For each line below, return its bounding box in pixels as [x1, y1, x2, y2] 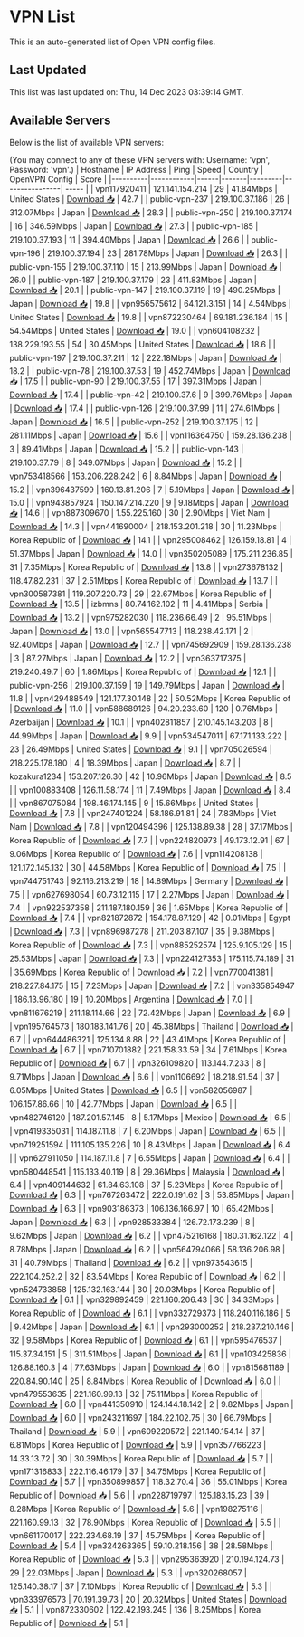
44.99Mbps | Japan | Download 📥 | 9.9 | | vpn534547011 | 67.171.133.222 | [9, 730, 288, 741]
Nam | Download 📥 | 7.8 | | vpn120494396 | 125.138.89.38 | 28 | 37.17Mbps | [9, 821, 294, 832]
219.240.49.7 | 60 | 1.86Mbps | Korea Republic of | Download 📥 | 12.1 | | [9, 666, 277, 677]
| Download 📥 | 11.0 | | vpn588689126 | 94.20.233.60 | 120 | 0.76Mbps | [9, 703, 279, 714]
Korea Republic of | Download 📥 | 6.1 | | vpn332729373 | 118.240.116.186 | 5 [9, 1308, 291, 1318]
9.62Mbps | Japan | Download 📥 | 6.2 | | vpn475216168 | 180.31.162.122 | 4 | [9, 1230, 294, 1241]
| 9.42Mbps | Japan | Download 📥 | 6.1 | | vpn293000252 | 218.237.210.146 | [9, 1321, 295, 1332]
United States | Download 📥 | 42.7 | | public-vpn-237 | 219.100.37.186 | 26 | [9, 193, 290, 205]
